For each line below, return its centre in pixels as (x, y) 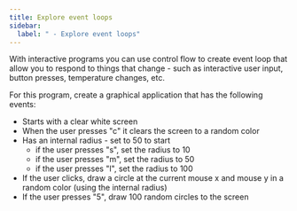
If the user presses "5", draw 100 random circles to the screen (135, 197)
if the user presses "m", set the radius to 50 (115, 160)
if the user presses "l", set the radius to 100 (114, 168)
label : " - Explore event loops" (79, 34)
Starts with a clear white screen (80, 121)
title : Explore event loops (61, 17)
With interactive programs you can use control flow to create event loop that (148, 59)
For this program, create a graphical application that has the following (136, 95)
